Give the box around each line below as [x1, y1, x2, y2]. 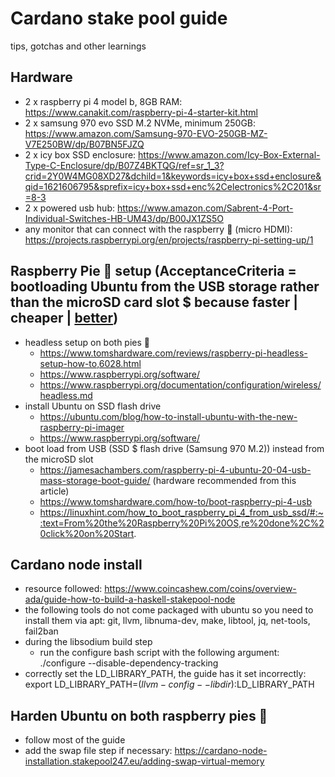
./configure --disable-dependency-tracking [39, 657, 219, 669]
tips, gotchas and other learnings [10, 40, 147, 52]
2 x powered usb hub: [24, 202, 115, 214]
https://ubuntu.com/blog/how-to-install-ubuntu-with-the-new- [39, 410, 298, 422]
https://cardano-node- [174, 745, 268, 757]
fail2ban [24, 625, 59, 637]
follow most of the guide [24, 734, 126, 746]
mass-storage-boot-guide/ [39, 474, 151, 486]
